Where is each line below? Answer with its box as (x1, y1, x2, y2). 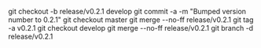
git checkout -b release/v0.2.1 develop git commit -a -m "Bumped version (8, 7, 246, 16)
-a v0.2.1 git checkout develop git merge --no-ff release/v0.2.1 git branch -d (8, 24, 254, 32)
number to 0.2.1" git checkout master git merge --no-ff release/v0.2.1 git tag (8, 15, 254, 24)
